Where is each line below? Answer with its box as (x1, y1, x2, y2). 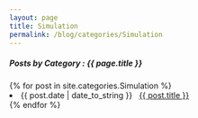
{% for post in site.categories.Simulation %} (9, 80, 173, 91)
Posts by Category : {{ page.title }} (9, 58, 142, 68)
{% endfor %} (9, 100, 61, 111)
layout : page (9, 13, 58, 23)
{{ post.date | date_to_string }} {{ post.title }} (21, 90, 190, 101)
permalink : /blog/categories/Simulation (9, 30, 164, 39)
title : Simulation (9, 22, 78, 31)
